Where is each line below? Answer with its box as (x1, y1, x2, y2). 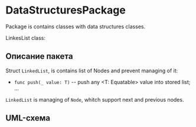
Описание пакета (5, 51, 73, 62)
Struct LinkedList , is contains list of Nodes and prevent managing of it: (5, 67, 178, 74)
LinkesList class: (5, 34, 45, 41)
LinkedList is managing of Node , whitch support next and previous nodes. (5, 96, 184, 103)
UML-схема (5, 113, 51, 123)
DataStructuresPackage (5, 4, 126, 17)
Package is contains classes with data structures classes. (5, 23, 146, 30)
